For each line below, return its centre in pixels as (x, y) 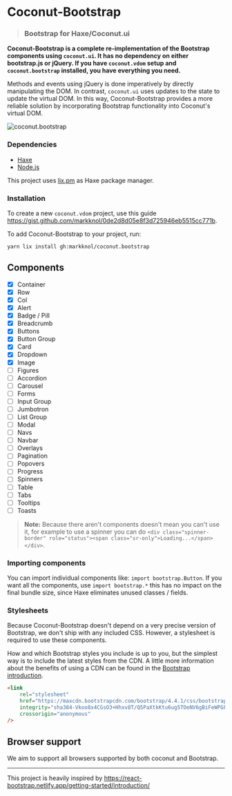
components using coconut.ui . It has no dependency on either (98, 56)
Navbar (28, 440)
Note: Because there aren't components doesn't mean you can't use (122, 524)
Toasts (27, 510)
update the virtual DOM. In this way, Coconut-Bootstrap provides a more (110, 99)
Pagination (32, 456)
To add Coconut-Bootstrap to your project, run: (74, 234)
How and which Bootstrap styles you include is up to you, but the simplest (113, 654)
